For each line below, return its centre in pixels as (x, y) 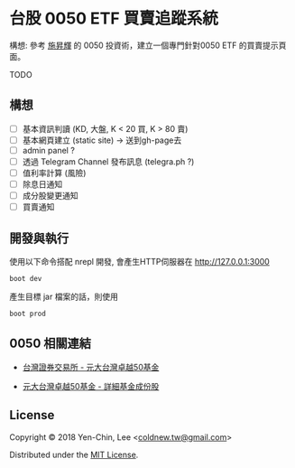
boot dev (26, 279)
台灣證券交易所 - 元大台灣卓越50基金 (91, 367)
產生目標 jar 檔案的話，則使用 (64, 297)
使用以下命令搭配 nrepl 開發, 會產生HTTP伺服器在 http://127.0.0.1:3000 (140, 262)
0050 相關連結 (51, 344)
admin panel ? (48, 150)
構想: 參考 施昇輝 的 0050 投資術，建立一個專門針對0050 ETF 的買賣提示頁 (148, 45)
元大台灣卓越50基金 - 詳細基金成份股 (91, 386)
